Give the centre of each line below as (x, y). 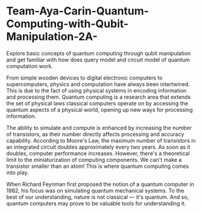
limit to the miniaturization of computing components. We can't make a (94, 159)
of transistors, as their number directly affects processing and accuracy (95, 134)
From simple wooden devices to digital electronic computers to (84, 78)
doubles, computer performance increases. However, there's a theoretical (98, 153)
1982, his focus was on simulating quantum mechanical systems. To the (95, 190)
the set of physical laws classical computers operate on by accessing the (97, 103)
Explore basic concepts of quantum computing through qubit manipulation (99, 53)
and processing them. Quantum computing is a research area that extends (99, 97)
